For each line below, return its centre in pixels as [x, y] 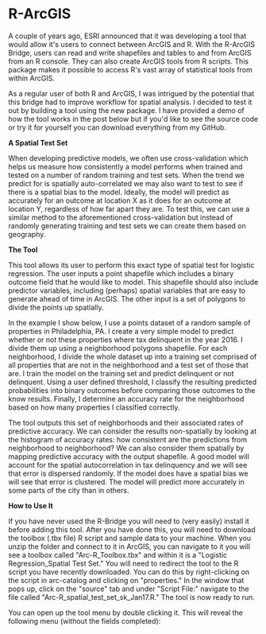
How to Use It [31, 505]
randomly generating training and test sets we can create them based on [127, 226]
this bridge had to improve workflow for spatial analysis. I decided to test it [130, 102]
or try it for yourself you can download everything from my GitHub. [118, 127]
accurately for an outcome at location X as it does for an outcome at [120, 200]
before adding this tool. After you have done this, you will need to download [132, 529]
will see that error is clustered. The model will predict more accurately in [126, 481]
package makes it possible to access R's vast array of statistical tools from [130, 69]
